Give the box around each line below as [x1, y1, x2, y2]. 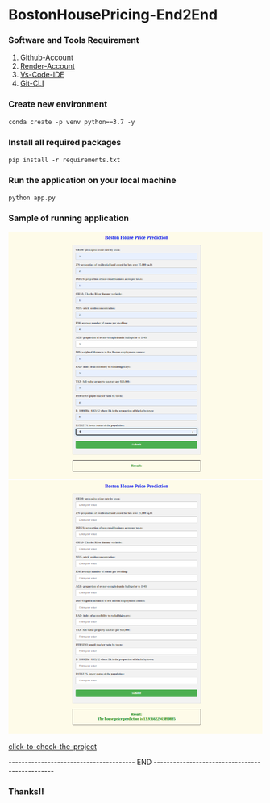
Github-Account [19, 52, 74, 62]
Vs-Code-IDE [19, 70, 64, 80]
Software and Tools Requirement [8, 35, 139, 46]
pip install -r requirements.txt [8, 156, 121, 165]
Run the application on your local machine [8, 175, 177, 186]
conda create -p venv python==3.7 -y [8, 118, 135, 126]
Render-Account [19, 61, 75, 71]
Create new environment [8, 98, 107, 110]
